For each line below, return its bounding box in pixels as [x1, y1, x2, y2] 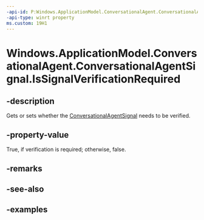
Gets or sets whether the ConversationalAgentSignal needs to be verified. [6, 112, 191, 119]
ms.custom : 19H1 [6, 20, 47, 26]
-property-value [6, 130, 69, 140]
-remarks [6, 163, 42, 173]
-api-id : [6, 8, 29, 15]
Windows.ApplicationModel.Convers [6, 46, 197, 60]
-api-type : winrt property [6, 15, 75, 21]
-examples [6, 204, 48, 215]
